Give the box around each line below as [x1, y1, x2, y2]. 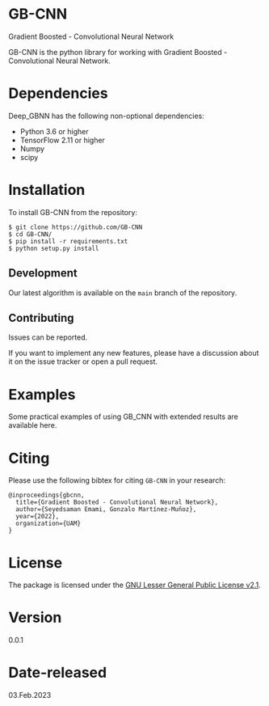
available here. [8, 421, 57, 430]
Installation [8, 181, 86, 199]
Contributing [8, 311, 74, 325]
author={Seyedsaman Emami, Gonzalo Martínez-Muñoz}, [15, 505, 197, 514]
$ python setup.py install [8, 244, 99, 252]
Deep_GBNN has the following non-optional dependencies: [8, 111, 204, 120]
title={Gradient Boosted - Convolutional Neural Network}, [15, 498, 219, 506]
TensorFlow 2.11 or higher [19, 135, 105, 145]
